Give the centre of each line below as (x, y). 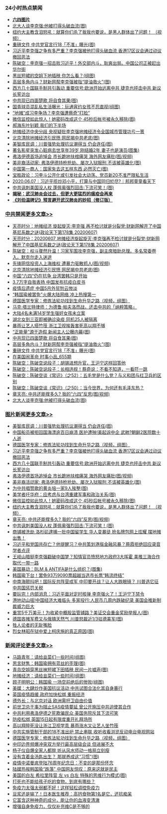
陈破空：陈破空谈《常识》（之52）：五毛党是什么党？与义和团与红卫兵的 (85, 375)
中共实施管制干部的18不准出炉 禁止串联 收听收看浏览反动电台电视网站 (83, 732)
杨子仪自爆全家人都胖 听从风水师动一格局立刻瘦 (61, 750)
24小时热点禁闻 (24, 7)
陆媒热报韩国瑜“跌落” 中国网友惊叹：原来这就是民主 (65, 769)
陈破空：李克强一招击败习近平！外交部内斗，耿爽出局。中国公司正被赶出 (86, 63)
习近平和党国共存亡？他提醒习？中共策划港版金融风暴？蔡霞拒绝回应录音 (86, 544)
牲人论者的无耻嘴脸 (32, 625)
